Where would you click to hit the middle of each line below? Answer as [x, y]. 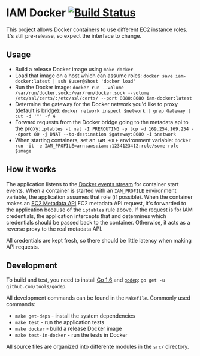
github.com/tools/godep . [37, 286]
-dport [23, 134]
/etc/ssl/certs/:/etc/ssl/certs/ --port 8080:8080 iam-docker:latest [104, 98]
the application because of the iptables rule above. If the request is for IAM [99, 210]
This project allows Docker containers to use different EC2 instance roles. [97, 29]
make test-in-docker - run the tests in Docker [71, 335]
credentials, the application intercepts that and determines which [86, 216]
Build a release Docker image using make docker [74, 69]
